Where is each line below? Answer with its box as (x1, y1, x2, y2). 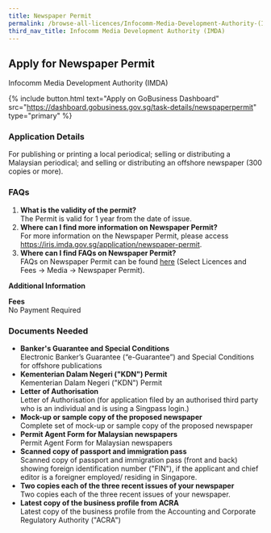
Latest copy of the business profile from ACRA (19, 498, 180, 508)
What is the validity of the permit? (19, 205, 137, 215)
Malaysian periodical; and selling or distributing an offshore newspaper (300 (8, 158, 262, 168)
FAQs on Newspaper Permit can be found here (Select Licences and (19, 256, 248, 266)
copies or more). (8, 166, 64, 176)
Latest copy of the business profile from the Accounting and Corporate (19, 506, 256, 517)
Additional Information (8, 280, 86, 291)
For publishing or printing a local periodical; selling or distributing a (8, 149, 231, 159)
